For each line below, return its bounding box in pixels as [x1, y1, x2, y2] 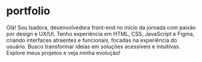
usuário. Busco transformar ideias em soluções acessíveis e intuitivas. [6, 43, 181, 50]
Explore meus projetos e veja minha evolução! [6, 49, 121, 56]
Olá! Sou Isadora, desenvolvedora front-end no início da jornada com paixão [6, 24, 196, 31]
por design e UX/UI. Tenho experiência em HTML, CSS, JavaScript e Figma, [6, 30, 195, 37]
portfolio [6, 4, 51, 18]
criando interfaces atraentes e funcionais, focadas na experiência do [6, 36, 177, 44]
